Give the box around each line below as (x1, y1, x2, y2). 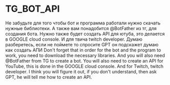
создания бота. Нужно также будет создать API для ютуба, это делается (5, 31, 165, 37)
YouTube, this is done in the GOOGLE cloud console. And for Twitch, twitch (5, 63, 164, 69)
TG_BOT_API (5, 3, 60, 15)
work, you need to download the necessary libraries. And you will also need (5, 52, 165, 59)
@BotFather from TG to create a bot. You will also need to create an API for (5, 58, 164, 64)
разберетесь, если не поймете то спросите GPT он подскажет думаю (5, 41, 159, 47)
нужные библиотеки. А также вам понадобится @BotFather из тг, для (5, 25, 157, 31)
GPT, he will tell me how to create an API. (5, 74, 92, 80)
